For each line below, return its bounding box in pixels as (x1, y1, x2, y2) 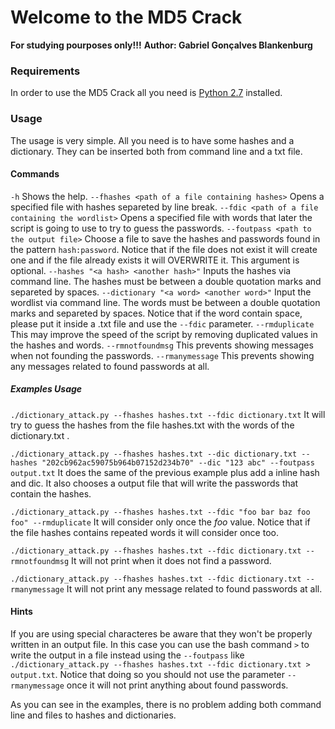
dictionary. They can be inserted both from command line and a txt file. (10, 145, 303, 157)
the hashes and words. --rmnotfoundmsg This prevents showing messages (10, 339, 314, 351)
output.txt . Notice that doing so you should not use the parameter (10, 668, 286, 680)
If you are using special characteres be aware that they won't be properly (10, 627, 313, 640)
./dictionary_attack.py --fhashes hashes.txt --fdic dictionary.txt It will (10, 408, 326, 420)
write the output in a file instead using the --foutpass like (10, 649, 245, 661)
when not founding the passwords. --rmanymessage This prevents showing (10, 349, 315, 361)
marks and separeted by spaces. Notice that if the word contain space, (10, 307, 303, 319)
